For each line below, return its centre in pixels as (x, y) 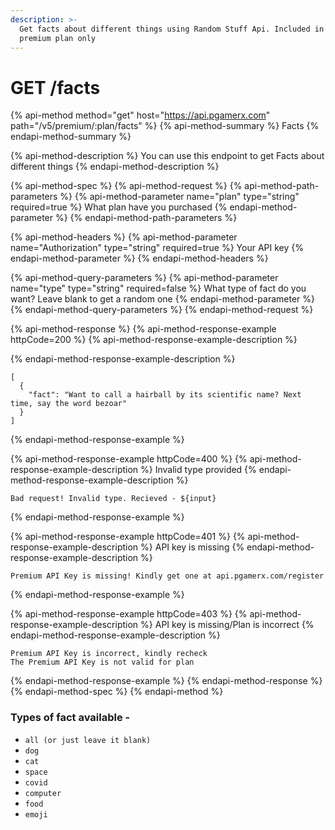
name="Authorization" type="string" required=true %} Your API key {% (157, 248)
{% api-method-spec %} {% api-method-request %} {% (126, 186)
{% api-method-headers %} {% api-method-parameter (124, 237)
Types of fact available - (70, 718)
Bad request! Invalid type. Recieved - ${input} (113, 499)
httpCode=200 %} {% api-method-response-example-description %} (154, 340)
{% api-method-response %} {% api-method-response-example (143, 329)
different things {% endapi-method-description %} (115, 167)
